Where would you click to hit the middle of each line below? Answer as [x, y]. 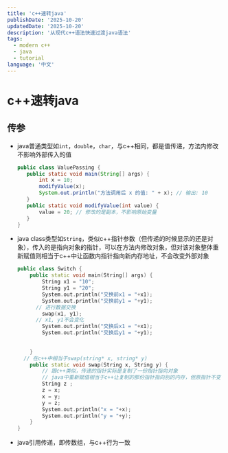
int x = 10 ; [56, 180]
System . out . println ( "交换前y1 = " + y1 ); [98, 301]
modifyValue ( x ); [62, 187]
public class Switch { [49, 269]
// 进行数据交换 [56, 307]
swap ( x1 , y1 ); [62, 314]
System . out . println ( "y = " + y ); [87, 416]
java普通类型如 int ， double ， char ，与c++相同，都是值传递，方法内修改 [118, 146]
